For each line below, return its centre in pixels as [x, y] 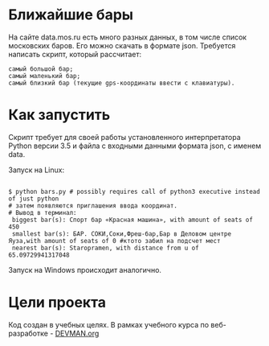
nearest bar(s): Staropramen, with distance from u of [105, 248]
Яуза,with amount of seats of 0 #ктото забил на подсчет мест [114, 241]
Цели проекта [57, 303]
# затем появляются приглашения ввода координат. [93, 206]
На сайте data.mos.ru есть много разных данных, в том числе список [128, 37]
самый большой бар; [41, 69]
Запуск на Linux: [37, 170]
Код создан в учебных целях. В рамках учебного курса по [109, 324]
